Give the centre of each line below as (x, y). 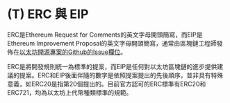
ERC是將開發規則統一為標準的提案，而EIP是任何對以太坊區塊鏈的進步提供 (112, 66)
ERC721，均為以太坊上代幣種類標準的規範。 (70, 92)
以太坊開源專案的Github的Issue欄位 (70, 52)
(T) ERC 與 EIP (48, 14)
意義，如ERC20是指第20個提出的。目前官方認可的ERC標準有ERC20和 (107, 84)
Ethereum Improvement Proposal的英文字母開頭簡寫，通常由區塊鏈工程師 (112, 43)
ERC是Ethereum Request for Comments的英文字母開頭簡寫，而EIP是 (105, 35)
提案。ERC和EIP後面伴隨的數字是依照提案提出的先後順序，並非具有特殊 (121, 75)
